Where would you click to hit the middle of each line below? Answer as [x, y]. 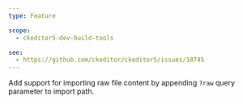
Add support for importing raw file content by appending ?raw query [122, 83]
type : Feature [32, 16]
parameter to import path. [51, 92]
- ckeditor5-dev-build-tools [65, 38]
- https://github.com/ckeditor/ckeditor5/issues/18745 [110, 60]
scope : [19, 30]
